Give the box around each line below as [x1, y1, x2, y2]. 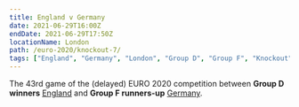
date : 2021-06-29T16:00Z [9, 21, 101, 30]
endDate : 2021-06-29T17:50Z [9, 29, 114, 38]
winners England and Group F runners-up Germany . [9, 88, 203, 98]
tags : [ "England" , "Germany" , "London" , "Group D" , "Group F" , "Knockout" [9, 54, 293, 63]
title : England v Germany [9, 12, 105, 22]
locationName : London [9, 37, 90, 47]
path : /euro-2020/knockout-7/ [9, 46, 122, 55]
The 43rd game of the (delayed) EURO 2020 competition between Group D [9, 79, 285, 88]
